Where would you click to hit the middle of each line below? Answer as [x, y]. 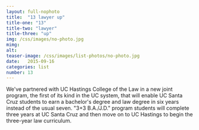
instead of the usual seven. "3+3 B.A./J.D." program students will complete [98, 108]
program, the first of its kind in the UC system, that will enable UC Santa [94, 96]
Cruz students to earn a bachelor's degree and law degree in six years [93, 102]
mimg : [13, 45]
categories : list [28, 67]
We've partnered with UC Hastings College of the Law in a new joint [89, 89]
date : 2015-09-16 [30, 61]
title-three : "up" [29, 34]
